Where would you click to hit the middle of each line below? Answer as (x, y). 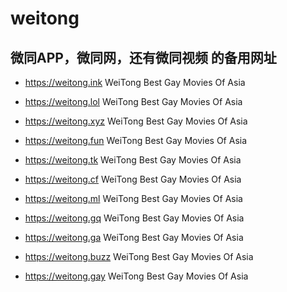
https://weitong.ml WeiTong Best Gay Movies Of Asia (133, 198)
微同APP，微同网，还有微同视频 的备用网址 (143, 57)
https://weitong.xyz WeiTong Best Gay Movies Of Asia (136, 121)
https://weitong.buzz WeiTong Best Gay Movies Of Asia (139, 256)
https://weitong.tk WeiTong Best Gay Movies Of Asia (133, 160)
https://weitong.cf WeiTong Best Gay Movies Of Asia (133, 179)
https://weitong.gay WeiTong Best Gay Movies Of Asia (136, 276)
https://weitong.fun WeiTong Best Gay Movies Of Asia (136, 140)
